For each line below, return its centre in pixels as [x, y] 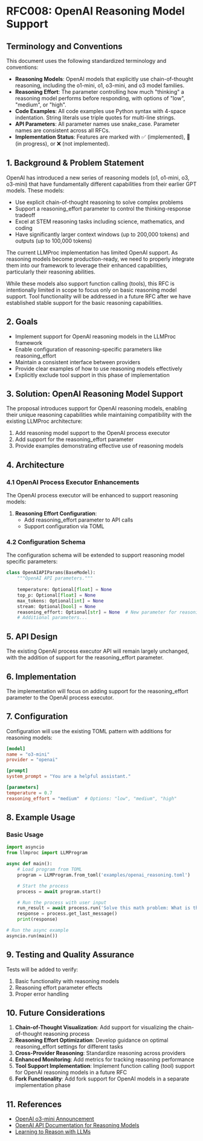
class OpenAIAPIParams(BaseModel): [51, 573]
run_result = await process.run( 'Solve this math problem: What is [104, 908]
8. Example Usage [41, 818]
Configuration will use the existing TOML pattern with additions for [89, 731]
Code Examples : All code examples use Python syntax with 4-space [100, 111]
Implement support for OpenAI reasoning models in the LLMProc [95, 336]
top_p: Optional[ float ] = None [56, 595]
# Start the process [43, 886]
